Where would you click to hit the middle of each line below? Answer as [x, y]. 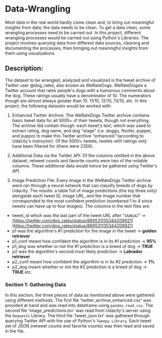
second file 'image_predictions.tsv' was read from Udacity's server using [78, 310]
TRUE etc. [22, 272]
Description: [24, 69]
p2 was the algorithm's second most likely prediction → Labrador [77, 251]
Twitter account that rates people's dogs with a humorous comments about [80, 90]
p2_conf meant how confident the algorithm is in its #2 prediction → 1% [83, 261]
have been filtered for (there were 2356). [53, 146]
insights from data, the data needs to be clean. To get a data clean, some [78, 27]
